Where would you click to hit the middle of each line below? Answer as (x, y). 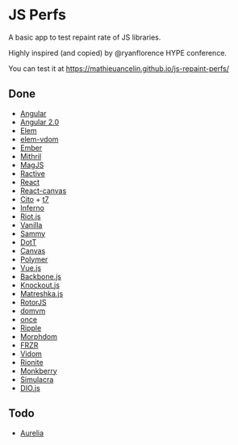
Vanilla (31, 225)
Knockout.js (40, 285)
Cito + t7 (34, 199)
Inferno (32, 208)
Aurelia (32, 433)
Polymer (34, 259)
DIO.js (30, 388)
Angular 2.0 (40, 122)
